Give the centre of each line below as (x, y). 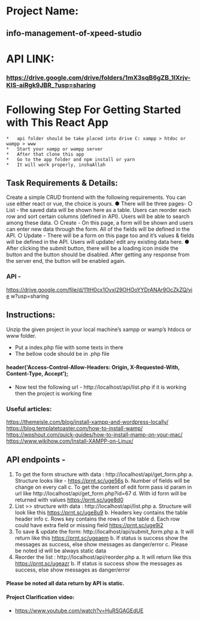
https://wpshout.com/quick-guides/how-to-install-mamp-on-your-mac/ (94, 435)
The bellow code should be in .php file (62, 353)
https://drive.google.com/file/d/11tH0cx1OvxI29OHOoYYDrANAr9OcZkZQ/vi (99, 289)
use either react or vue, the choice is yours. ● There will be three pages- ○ (99, 204)
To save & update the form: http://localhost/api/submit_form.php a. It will (104, 531)
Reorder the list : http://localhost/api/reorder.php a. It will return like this (103, 557)
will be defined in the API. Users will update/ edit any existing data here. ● (98, 242)
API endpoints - (36, 460)
